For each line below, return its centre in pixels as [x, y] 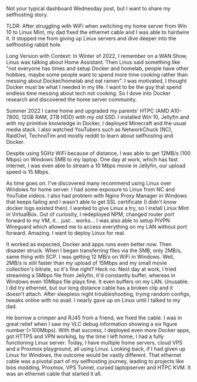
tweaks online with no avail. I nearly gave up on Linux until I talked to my [93, 300]
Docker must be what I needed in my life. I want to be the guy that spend [94, 87]
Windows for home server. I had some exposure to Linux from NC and [90, 189]
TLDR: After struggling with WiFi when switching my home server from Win [97, 26]
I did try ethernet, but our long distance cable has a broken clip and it [89, 288]
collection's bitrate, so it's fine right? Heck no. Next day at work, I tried [91, 269]
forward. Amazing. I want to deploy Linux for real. [66, 233]
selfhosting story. [27, 15]
